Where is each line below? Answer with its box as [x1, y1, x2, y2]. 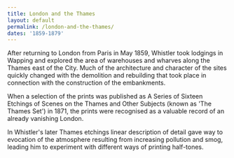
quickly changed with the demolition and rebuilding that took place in [7, 71, 207, 80]
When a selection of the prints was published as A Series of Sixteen [7, 92, 203, 101]
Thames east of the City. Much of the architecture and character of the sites [7, 64, 227, 72]
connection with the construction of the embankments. [7, 78, 166, 87]
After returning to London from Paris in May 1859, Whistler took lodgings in [7, 49, 223, 57]
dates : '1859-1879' [7, 29, 64, 37]
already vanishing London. [7, 115, 84, 123]
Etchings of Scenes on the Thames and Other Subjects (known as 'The [7, 99, 212, 108]
